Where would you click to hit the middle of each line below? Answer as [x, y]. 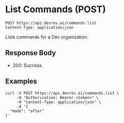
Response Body [31, 53]
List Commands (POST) [56, 9]
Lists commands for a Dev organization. [47, 37]
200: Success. [28, 65]
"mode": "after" [27, 111]
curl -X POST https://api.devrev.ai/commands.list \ [62, 93]
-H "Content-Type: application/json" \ [59, 102]
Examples [21, 81]
